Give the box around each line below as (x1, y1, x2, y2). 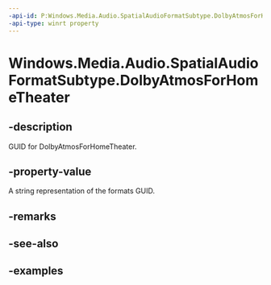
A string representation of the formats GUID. (8, 186, 156, 196)
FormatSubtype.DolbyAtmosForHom (8, 71, 259, 89)
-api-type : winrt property (8, 19, 99, 27)
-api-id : (8, 11, 38, 20)
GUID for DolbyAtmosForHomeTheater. (8, 142, 137, 151)
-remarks (8, 209, 56, 223)
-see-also (8, 237, 59, 250)
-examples (8, 264, 64, 278)
